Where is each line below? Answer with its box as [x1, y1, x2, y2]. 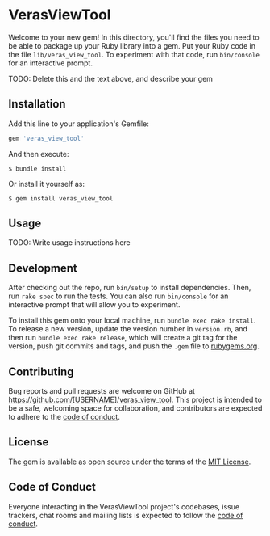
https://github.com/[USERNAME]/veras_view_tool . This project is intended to [8, 395, 262, 405]
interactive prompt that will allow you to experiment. [8, 300, 181, 310]
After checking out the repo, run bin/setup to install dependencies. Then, [8, 283, 251, 293]
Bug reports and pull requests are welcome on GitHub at [8, 386, 196, 396]
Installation [8, 97, 66, 111]
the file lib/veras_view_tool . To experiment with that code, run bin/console [8, 49, 260, 59]
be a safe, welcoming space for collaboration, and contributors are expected [8, 403, 263, 413]
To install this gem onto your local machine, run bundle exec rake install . [8, 315, 256, 325]
